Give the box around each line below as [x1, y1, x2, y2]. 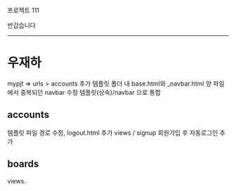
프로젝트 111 [7, 6, 40, 14]
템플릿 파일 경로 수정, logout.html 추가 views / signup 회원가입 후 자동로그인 [7, 129, 218, 137]
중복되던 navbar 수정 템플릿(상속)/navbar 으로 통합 [20, 88, 162, 96]
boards [7, 158, 39, 170]
